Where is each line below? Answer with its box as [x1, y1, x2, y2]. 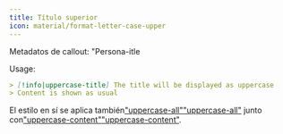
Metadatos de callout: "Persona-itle [9, 46, 141, 56]
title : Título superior [9, 13, 99, 22]
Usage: [9, 63, 36, 74]
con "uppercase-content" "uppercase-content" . [9, 114, 182, 125]
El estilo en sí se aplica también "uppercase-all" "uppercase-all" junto [9, 105, 262, 116]
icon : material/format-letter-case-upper [9, 21, 167, 30]
